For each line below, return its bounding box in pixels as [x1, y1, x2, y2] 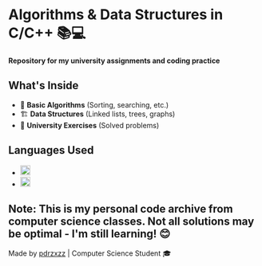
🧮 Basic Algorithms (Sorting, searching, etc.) [19, 100, 169, 109]
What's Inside [8, 79, 79, 92]
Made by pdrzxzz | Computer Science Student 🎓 [8, 248, 172, 258]
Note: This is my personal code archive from [8, 201, 233, 216]
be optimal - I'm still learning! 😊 [8, 227, 171, 241]
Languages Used [8, 143, 94, 157]
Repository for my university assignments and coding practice [8, 56, 220, 65]
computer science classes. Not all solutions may [8, 214, 255, 228]
